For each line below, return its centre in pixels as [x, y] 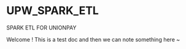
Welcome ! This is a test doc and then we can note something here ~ [93, 39]
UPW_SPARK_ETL [53, 11]
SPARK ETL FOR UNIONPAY [41, 28]
